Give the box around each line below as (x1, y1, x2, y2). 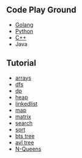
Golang (15, 21, 33, 28)
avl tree (15, 139, 35, 146)
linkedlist (15, 100, 38, 107)
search (15, 119, 33, 126)
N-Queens (15, 145, 41, 153)
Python (15, 27, 33, 35)
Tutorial (6, 58, 36, 69)
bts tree (15, 132, 35, 139)
